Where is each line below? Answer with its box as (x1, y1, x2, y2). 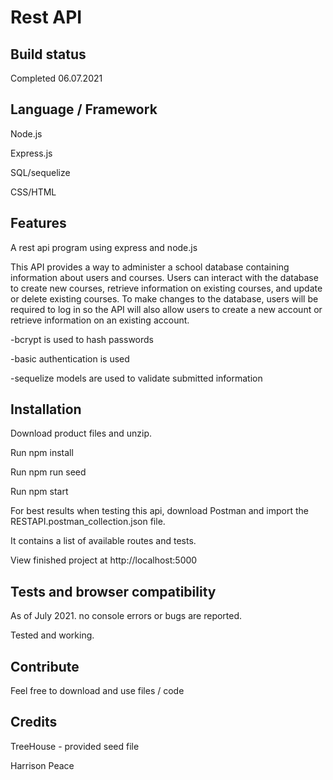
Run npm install (10, 447, 74, 459)
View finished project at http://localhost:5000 (10, 554, 198, 566)
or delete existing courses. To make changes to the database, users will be (10, 292, 319, 305)
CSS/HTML (10, 186, 57, 198)
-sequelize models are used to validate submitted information (10, 372, 263, 384)
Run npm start (10, 486, 69, 498)
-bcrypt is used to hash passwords (10, 333, 154, 345)
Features (10, 215, 67, 232)
